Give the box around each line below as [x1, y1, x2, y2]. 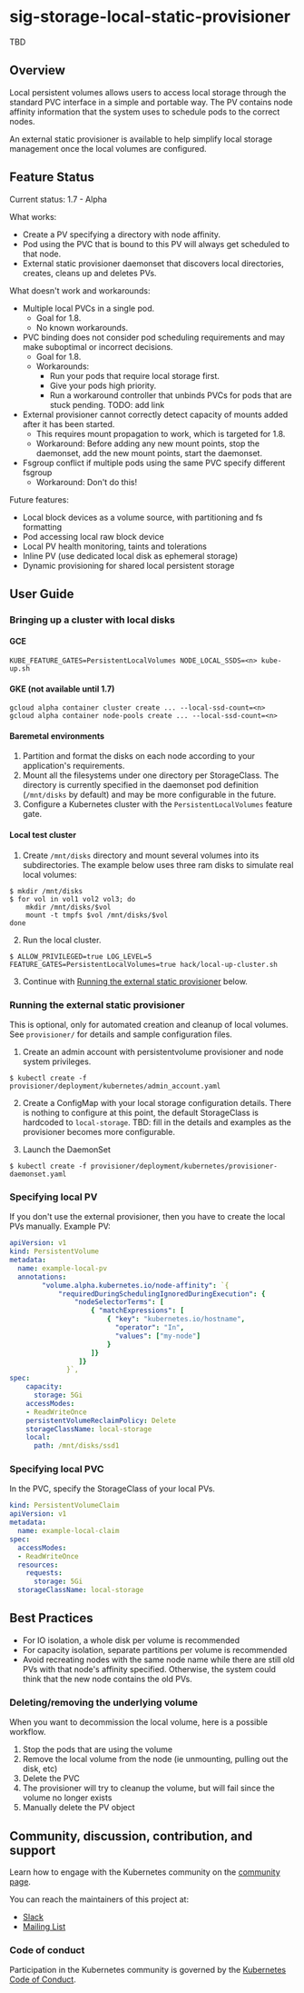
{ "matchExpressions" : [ [90, 1306, 184, 1315]
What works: [9, 211, 57, 222]
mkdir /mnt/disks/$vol [25, 902, 112, 912]
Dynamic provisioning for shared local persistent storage [22, 560, 235, 571]
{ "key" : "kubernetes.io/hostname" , [106, 1315, 246, 1324]
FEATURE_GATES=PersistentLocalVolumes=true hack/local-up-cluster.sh [9, 960, 279, 969]
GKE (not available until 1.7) [9, 683, 115, 694]
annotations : [17, 1272, 67, 1281]
